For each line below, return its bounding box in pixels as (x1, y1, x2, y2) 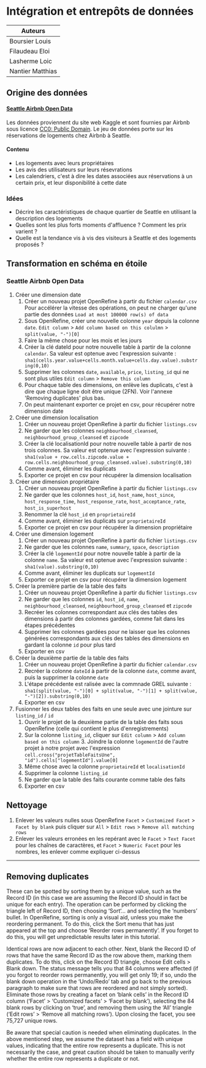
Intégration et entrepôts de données (6, 4, 194, 18)
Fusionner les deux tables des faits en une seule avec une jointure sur (15, 705, 192, 712)
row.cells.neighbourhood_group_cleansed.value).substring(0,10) (24, 459, 193, 466)
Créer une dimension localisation (15, 413, 99, 421)
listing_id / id (15, 711, 54, 719)
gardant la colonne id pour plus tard (24, 641, 116, 649)
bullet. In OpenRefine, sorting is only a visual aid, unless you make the (6, 914, 183, 921)
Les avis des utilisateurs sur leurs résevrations (15, 166, 133, 173)
